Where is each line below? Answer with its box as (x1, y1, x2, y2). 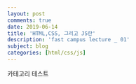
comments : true (7, 17, 52, 24)
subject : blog (7, 43, 49, 50)
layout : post (7, 10, 46, 17)
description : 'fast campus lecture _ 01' (7, 36, 130, 43)
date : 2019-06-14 (7, 23, 58, 30)
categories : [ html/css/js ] (7, 50, 86, 57)
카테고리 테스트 (7, 69, 49, 78)
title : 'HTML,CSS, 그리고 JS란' (7, 29, 96, 37)
